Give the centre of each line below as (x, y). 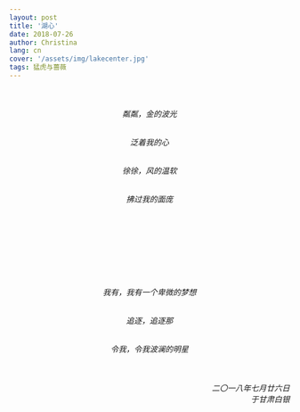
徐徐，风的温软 (150, 171)
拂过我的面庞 (150, 199)
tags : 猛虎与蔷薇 (38, 68)
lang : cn (25, 51)
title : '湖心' (34, 26)
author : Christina (43, 42)
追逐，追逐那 (150, 321)
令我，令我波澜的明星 (150, 350)
